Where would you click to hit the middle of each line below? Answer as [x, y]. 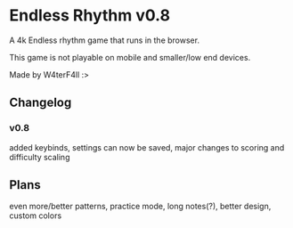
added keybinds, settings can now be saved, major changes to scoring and [147, 147]
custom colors [36, 216]
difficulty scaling [40, 157]
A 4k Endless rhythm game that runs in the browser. [105, 40]
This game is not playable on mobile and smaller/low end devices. [130, 57]
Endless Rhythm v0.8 [90, 16]
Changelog [41, 103]
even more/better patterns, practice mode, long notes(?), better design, [140, 207]
